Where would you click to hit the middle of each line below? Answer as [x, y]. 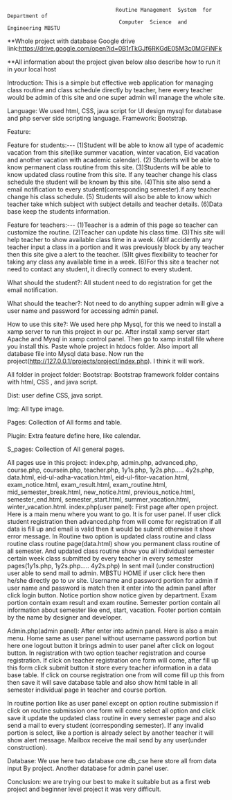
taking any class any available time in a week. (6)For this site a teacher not [113, 262]
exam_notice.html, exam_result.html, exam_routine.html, [87, 485]
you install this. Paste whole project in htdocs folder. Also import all [103, 346]
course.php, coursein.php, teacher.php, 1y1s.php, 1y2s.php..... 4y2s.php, [111, 470]
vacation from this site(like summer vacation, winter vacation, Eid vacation [113, 152]
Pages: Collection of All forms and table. [65, 422]
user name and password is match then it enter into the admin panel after [112, 588]
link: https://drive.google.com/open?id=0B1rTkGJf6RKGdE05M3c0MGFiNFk [115, 48]
